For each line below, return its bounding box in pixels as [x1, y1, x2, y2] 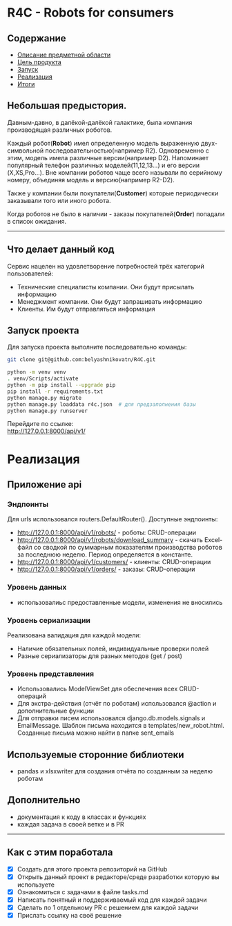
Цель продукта [17, 58, 62, 66]
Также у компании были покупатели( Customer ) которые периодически [7, 189, 219, 197]
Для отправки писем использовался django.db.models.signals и [17, 714, 206, 722]
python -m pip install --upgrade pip [7, 382, 116, 389]
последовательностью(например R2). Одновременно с [45, 146, 209, 155]
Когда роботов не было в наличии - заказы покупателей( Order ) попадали [7, 209, 225, 218]
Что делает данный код [7, 244, 115, 255]
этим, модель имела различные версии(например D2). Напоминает [7, 153, 209, 162]
